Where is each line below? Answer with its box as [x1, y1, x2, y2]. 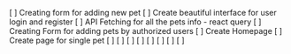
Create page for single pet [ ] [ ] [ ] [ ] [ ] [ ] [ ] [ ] [9, 35, 185, 45]
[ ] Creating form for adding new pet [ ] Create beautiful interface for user [9, 8, 277, 17]
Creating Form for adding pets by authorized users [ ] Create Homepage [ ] [9, 26, 283, 36]
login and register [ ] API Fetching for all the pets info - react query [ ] [9, 17, 262, 27]
